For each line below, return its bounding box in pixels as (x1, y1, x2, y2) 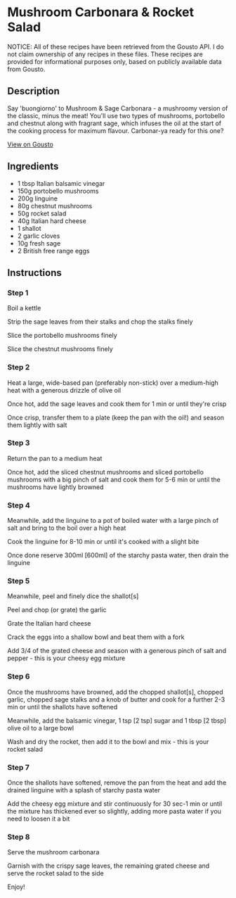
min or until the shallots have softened (7, 702, 118, 711)
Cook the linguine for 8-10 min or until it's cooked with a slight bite (7, 538, 199, 546)
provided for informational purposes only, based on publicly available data (7, 57, 223, 65)
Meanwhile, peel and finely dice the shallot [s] (7, 592, 139, 600)
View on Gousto (7, 140, 54, 148)
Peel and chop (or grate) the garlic (7, 606, 107, 614)
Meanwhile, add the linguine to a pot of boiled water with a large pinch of (7, 517, 219, 525)
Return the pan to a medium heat (7, 454, 103, 462)
